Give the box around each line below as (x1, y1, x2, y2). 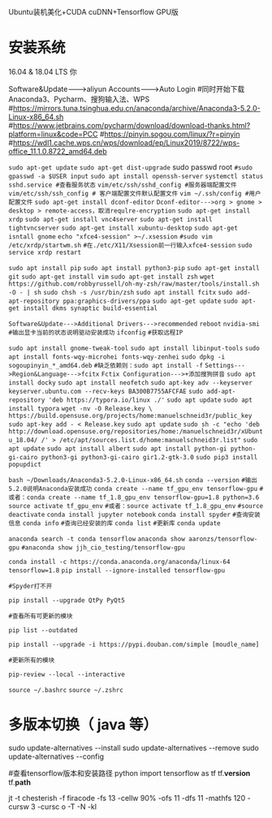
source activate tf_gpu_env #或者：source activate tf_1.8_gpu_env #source (8, 502, 264, 510)
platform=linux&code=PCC (8, 129, 99, 139)
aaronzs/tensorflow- (188, 535, 258, 543)
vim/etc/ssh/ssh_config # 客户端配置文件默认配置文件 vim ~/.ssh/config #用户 (8, 189, 261, 197)
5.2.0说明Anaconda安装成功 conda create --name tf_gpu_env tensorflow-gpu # (8, 484, 264, 493)
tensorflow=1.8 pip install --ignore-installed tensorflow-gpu (8, 566, 226, 575)
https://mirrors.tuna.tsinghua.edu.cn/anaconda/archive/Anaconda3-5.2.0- (12, 103, 261, 113)
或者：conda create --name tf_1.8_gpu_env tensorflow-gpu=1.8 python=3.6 (8, 493, 260, 502)
